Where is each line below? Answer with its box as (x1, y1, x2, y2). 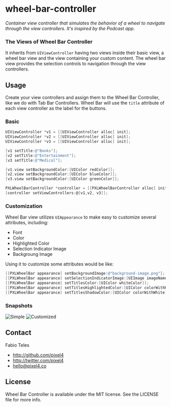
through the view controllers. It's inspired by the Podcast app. (5, 25, 135, 31)
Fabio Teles (5, 342, 30, 348)
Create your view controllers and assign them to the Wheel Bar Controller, (5, 94, 160, 101)
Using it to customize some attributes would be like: (5, 261, 114, 267)
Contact (5, 328, 32, 337)
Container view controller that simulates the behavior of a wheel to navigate (5, 20, 165, 26)
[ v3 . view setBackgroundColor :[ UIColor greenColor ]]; (5, 177, 120, 182)
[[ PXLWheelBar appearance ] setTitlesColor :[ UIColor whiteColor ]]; (5, 280, 149, 286)
